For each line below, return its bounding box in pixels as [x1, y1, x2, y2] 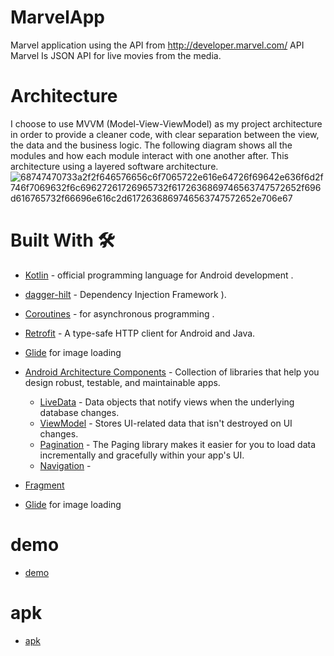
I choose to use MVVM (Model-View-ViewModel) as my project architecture [10, 117, 323, 130]
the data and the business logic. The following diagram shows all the [10, 139, 293, 151]
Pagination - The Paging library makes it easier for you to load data [39, 438, 317, 450]
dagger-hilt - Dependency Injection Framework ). [24, 288, 227, 300]
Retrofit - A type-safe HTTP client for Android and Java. [24, 327, 256, 339]
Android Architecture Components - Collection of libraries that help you [24, 366, 320, 378]
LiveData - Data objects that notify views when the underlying [39, 396, 295, 408]
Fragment [24, 479, 65, 491]
